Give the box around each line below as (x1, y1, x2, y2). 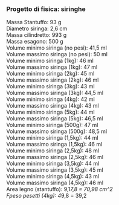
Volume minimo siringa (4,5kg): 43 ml (6, 173, 100, 180)
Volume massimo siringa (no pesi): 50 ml (6, 51, 108, 58)
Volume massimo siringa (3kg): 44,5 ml (6, 89, 104, 97)
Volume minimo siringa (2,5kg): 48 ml (6, 147, 100, 154)
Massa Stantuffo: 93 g (6, 19, 62, 26)
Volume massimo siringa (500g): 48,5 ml (6, 128, 108, 135)
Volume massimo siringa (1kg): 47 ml (6, 63, 98, 71)
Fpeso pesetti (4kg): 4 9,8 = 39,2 (6, 192, 87, 200)
